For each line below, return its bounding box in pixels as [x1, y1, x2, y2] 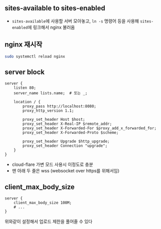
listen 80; [13, 85, 36, 91]
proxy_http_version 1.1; [22, 108, 74, 113]
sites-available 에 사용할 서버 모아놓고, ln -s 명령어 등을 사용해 [11, 18, 139, 24]
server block [4, 68, 45, 76]
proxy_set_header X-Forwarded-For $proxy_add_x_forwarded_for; [22, 126, 157, 131]
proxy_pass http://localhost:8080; [22, 104, 97, 109]
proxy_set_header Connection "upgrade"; [22, 143, 108, 148]
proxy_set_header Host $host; [22, 117, 85, 122]
